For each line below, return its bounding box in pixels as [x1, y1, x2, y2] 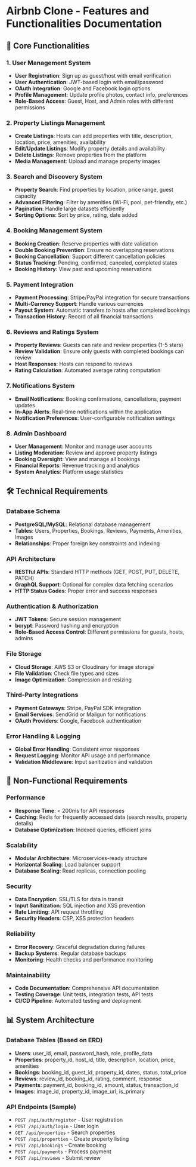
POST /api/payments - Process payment [14, 1148, 111, 1155]
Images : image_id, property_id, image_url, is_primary [14, 1088, 145, 1095]
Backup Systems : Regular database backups [14, 950, 126, 957]
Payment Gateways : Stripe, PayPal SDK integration [14, 704, 141, 711]
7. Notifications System [6, 382, 75, 390]
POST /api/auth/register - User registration [14, 1116, 123, 1123]
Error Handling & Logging [6, 732, 80, 740]
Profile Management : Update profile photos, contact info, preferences [14, 91, 188, 98]
